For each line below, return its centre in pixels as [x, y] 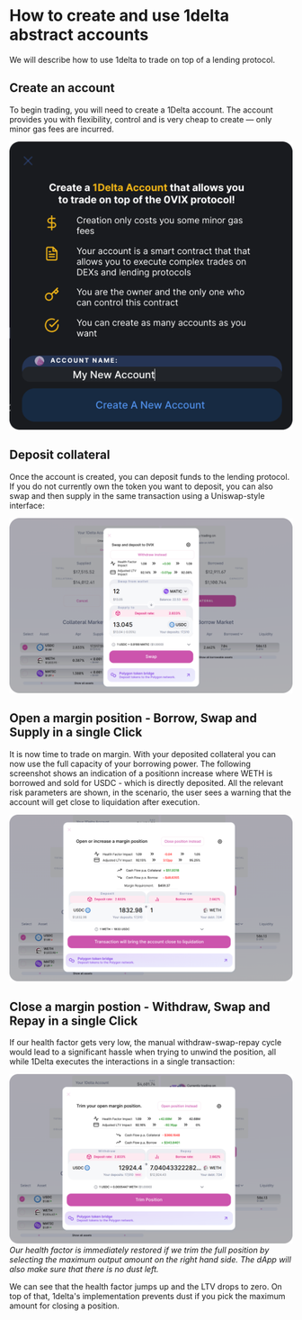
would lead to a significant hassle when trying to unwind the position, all [143, 1052]
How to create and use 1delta [120, 16]
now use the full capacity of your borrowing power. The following [130, 764]
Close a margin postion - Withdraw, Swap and [140, 1006]
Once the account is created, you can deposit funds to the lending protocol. [150, 476]
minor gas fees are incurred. [62, 129]
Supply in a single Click [76, 732]
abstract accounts [79, 35]
